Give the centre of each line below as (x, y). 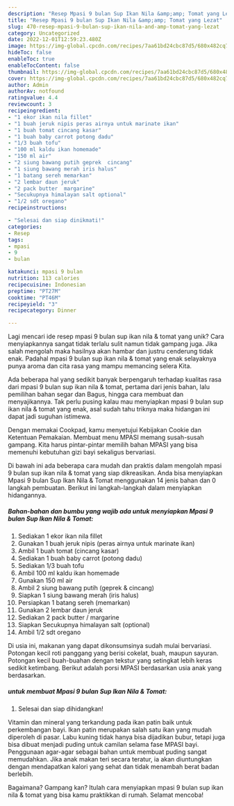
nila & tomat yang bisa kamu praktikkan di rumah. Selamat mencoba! (106, 795)
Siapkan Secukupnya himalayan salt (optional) (84, 625)
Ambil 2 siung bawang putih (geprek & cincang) (86, 588)
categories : (25, 227)
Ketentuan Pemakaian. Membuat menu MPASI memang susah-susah (106, 437)
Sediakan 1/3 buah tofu (51, 566)
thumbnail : (24, 72)
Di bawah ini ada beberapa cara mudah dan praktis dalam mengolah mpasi (115, 466)
